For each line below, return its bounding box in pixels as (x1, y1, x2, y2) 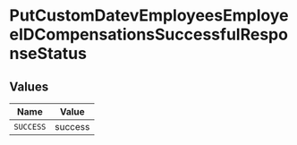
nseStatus (9, 44, 88, 64)
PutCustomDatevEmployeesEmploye (9, 5, 289, 26)
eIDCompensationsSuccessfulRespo (9, 24, 289, 45)
